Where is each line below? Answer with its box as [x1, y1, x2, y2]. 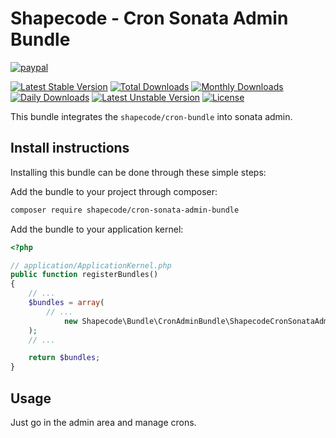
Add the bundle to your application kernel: [10, 223, 184, 235]
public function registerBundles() [10, 270, 159, 280]
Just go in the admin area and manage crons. [10, 416, 197, 428]
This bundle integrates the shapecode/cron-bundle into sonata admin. [10, 110, 293, 122]
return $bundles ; [28, 353, 101, 363]
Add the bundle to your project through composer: [10, 185, 218, 197]
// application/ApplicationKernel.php [10, 260, 172, 271]
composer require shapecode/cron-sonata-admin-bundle [10, 205, 240, 215]
